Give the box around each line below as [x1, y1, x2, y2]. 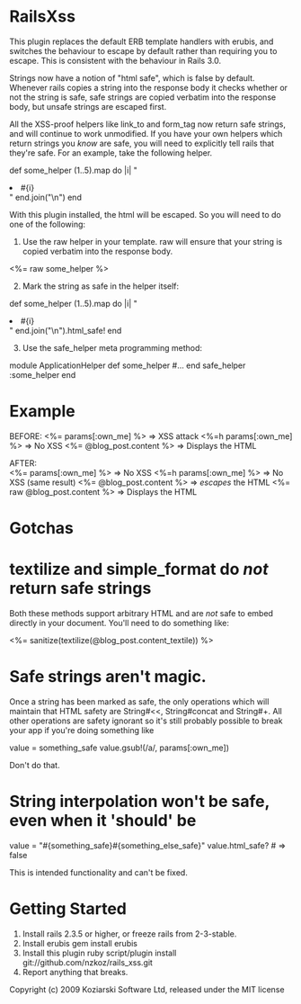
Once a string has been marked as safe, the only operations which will [9, 695, 270, 707]
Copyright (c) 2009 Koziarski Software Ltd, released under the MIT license [9, 983, 285, 995]
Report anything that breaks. [22, 966, 128, 977]
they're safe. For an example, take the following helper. [9, 147, 213, 158]
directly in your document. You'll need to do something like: [9, 618, 229, 628]
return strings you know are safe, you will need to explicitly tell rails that [9, 138, 275, 148]
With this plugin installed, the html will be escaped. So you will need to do [9, 209, 281, 220]
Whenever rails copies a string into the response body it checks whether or [9, 82, 288, 93]
